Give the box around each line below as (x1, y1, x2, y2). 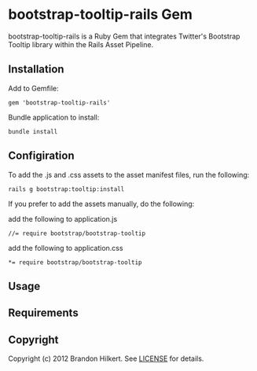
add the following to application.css (8, 243, 123, 252)
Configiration (8, 149, 75, 163)
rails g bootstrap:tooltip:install (8, 185, 125, 193)
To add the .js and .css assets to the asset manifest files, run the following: (8, 170, 250, 179)
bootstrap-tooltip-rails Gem (8, 6, 193, 24)
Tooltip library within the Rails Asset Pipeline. (8, 39, 154, 49)
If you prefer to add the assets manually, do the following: (8, 199, 195, 208)
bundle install (8, 127, 58, 135)
